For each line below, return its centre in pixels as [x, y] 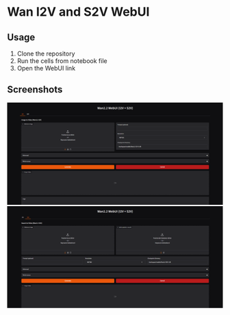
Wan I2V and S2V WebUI [78, 12]
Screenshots [35, 90]
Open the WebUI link [46, 68]
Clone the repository [46, 53]
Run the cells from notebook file [62, 61]
